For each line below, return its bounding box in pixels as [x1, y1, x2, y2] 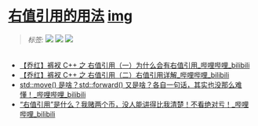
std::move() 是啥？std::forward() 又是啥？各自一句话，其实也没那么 [19, 80, 235, 90]
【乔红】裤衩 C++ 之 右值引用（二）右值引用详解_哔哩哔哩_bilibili [19, 70, 230, 80]
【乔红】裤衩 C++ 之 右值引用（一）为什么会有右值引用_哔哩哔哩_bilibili [19, 60, 250, 70]
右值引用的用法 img [8, 7, 133, 25]
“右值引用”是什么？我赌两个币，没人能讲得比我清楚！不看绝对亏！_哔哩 [19, 99, 249, 110]
